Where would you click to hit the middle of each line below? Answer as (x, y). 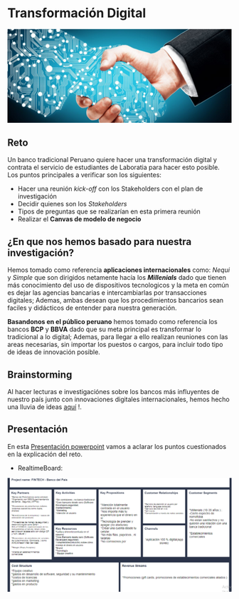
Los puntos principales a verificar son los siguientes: (85, 175)
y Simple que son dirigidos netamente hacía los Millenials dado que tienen (117, 278)
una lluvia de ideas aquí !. (44, 407)
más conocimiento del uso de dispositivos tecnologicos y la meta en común (118, 285)
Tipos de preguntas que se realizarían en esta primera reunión (109, 211)
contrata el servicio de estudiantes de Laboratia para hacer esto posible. (114, 167)
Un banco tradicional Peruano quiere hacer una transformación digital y (112, 160)
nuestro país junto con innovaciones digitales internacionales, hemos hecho (118, 399)
